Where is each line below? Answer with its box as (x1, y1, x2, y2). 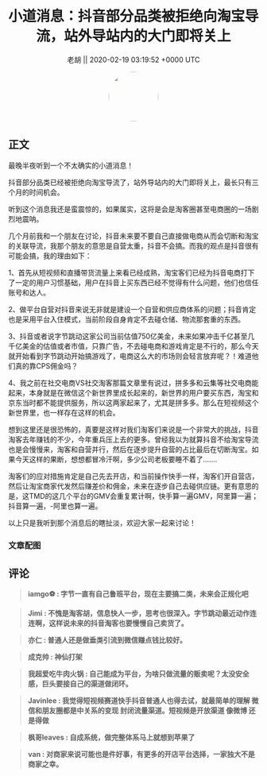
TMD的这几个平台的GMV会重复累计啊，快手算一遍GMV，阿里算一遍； (29, 491, 259, 500)
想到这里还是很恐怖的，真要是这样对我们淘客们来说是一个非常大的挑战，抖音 (8, 424, 259, 434)
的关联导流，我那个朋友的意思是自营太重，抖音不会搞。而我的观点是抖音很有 (8, 241, 259, 250)
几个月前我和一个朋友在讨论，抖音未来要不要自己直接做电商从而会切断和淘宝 (8, 231, 259, 241)
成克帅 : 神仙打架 (27, 652, 83, 662)
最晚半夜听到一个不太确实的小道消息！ (8, 160, 133, 170)
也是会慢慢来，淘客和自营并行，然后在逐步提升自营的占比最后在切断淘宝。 (8, 444, 252, 454)
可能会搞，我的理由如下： (8, 251, 92, 261)
